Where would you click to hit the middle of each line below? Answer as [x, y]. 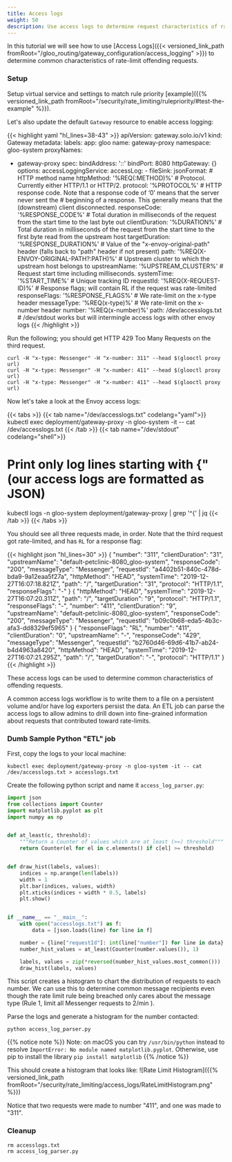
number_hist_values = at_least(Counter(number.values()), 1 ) [109, 949]
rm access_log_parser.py [43, 1151]
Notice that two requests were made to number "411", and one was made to [114, 1105]
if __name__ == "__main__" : [48, 917]
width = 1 [34, 879]
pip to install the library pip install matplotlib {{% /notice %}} [98, 1057]
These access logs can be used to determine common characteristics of [110, 678]
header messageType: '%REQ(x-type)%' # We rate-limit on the [107, 303]
